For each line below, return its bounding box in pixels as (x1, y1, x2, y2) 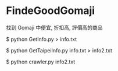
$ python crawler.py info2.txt (6, 58, 76, 65)
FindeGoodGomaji (6, 4, 95, 17)
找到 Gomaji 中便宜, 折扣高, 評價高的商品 (6, 24, 103, 31)
